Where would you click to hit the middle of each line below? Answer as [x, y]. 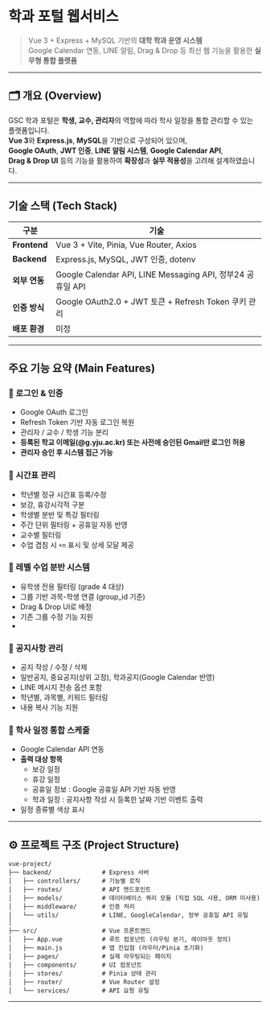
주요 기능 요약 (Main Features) [82, 368]
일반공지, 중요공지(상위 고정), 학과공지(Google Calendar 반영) [117, 678]
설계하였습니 [235, 160]
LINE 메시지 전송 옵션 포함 [61, 687]
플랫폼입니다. [29, 130]
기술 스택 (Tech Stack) [63, 206]
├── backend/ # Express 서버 [79, 873]
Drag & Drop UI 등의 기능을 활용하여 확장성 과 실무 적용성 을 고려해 [111, 160]
